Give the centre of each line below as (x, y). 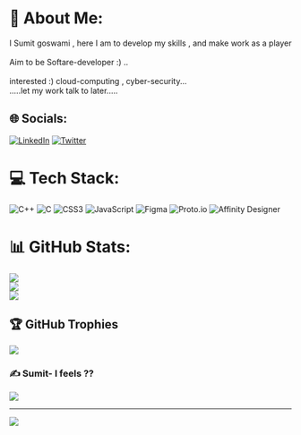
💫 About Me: (56, 18)
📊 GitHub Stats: (70, 247)
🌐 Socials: (39, 119)
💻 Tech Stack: (64, 178)
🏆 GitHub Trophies (64, 324)
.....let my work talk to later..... (64, 90)
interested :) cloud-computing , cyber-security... (98, 81)
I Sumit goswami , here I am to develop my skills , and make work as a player (150, 43)
